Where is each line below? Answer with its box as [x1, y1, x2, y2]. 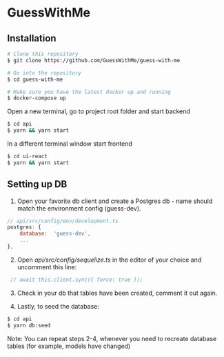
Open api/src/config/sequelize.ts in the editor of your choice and [17, 255, 202, 264]
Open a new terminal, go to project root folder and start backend [7, 107, 191, 115]
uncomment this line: [17, 262, 77, 271]
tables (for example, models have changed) [7, 342, 131, 350]
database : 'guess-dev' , [19, 230, 91, 238]
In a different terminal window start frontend [7, 139, 132, 148]
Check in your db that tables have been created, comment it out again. [17, 289, 218, 297]
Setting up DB [7, 178, 68, 191]
